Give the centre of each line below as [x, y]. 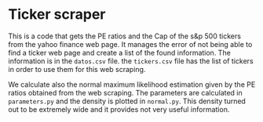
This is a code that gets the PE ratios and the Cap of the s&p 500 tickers [125, 36]
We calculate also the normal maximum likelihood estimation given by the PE [132, 84]
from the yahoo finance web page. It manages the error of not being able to [130, 44]
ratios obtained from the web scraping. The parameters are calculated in [126, 92]
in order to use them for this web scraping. [77, 69]
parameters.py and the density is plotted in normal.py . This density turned [127, 101]
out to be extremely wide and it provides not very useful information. [119, 109]
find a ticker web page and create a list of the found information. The [120, 52]
